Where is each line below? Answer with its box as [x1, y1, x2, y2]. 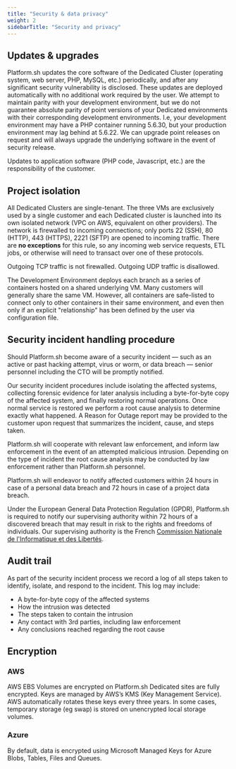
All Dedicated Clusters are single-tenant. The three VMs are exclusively [7, 204, 215, 212]
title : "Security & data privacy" [7, 10, 109, 18]
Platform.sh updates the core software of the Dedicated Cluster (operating [7, 68, 223, 77]
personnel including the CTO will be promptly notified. [7, 368, 164, 376]
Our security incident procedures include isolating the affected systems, [7, 381, 217, 389]
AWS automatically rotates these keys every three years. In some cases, [7, 698, 217, 706]
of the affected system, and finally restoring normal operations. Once [7, 396, 208, 404]
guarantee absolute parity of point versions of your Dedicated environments [7, 106, 228, 114]
